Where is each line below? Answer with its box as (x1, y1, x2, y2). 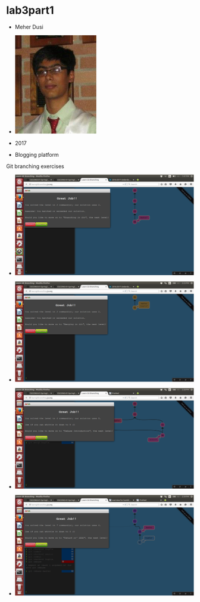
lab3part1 (6, 4, 55, 17)
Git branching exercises (6, 162, 64, 170)
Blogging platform (14, 151, 60, 158)
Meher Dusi (14, 23, 43, 30)
